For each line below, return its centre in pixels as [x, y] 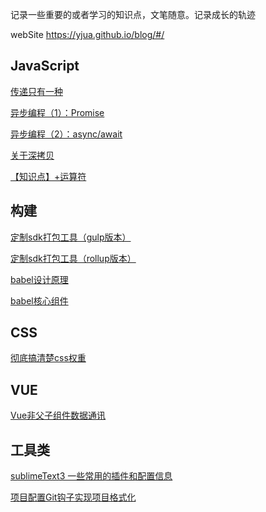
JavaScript [45, 66]
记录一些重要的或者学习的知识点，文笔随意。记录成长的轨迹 [133, 14]
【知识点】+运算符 [48, 176]
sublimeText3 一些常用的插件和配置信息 [91, 476]
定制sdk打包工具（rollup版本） [73, 258]
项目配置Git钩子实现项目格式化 [73, 497]
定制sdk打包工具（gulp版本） [71, 237]
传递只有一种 [36, 91]
